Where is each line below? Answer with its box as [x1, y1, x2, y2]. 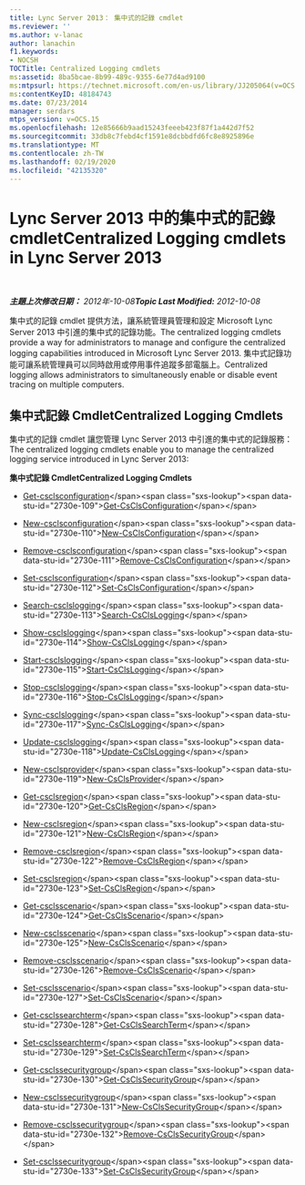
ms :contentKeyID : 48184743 [9, 89, 112, 98]
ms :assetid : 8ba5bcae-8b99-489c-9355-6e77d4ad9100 [9, 73, 206, 82]
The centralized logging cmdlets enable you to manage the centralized [9, 444, 275, 455]
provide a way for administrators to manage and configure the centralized [9, 337, 286, 348]
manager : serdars [9, 107, 76, 116]
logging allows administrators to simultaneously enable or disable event [9, 370, 278, 381]
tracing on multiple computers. [9, 379, 125, 390]
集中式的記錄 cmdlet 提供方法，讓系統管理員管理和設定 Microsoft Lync [9, 315, 273, 326]
